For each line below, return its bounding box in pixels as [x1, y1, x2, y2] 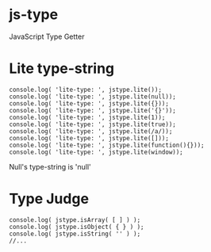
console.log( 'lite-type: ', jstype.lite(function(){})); [9, 141, 205, 149]
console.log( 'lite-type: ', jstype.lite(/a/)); [9, 127, 173, 136]
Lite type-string [9, 59, 115, 78]
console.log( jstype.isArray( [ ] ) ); [9, 216, 141, 223]
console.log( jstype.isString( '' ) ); [9, 230, 141, 238]
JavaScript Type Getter [9, 32, 85, 41]
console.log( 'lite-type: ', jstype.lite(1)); [9, 113, 166, 121]
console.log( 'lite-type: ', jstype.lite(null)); [9, 93, 177, 101]
